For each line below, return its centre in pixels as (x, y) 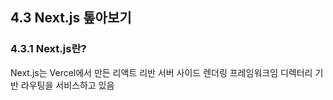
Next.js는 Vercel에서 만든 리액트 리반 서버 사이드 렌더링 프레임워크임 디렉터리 (161, 72)
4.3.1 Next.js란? (48, 49)
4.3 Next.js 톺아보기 (71, 18)
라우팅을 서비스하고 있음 (67, 85)
